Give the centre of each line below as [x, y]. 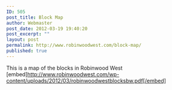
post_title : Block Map [35, 17]
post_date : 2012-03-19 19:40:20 [47, 28]
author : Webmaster [29, 23]
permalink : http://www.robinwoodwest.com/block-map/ [74, 46]
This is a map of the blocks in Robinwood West [64, 68]
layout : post [23, 40]
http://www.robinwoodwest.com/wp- [73, 74]
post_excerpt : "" [28, 34]
